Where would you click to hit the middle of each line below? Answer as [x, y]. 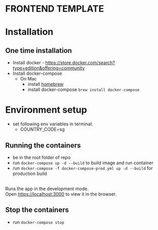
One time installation [39, 50]
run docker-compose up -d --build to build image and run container [83, 163]
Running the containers [43, 145]
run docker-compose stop [38, 222]
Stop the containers [37, 210]
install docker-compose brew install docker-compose [84, 89]
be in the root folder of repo [42, 157]
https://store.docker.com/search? [80, 63]
